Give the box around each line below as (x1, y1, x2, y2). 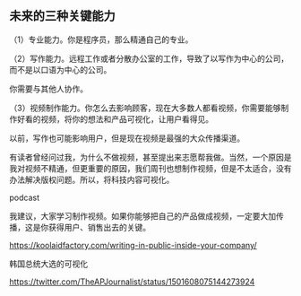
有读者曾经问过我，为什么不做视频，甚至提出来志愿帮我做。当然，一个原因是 (9, 152, 292, 162)
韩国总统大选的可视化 (9, 258, 88, 269)
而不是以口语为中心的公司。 (9, 64, 112, 74)
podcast (9, 192, 40, 203)
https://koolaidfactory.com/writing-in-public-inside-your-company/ (9, 239, 257, 250)
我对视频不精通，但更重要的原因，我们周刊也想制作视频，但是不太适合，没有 (9, 162, 292, 173)
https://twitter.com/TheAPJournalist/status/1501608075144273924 (9, 276, 255, 287)
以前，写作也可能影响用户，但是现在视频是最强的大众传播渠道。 (9, 133, 245, 144)
